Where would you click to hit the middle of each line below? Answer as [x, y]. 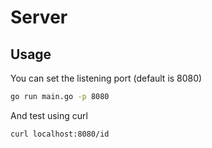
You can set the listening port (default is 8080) [106, 78]
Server [39, 17]
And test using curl [49, 115]
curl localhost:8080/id [60, 134]
